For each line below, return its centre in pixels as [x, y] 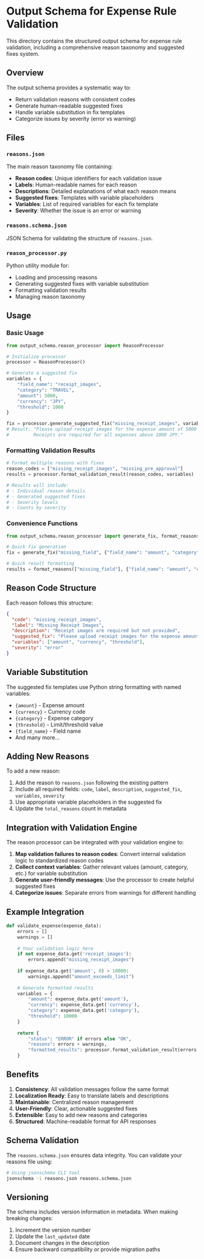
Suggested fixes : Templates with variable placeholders [84, 198]
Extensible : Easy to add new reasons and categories [81, 1115]
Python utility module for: [38, 266]
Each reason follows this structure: [49, 603]
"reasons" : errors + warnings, [68, 1044]
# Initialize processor [36, 356]
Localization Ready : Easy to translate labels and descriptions [92, 1095]
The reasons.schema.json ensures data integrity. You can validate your [94, 1155]
